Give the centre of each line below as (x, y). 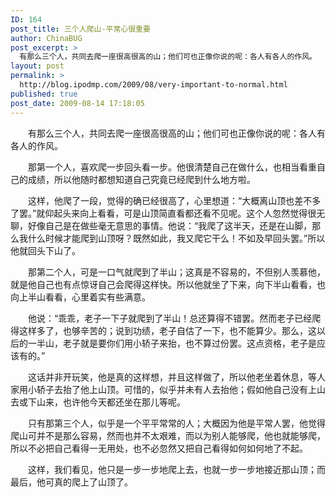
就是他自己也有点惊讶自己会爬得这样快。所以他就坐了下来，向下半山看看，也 (168, 284)
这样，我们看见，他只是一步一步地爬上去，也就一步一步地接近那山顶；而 (176, 469)
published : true (44, 94)
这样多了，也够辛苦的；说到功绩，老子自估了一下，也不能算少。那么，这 (167, 330)
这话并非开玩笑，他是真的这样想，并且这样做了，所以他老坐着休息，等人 (176, 377)
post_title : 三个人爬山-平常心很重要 (80, 29)
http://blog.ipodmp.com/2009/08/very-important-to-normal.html (153, 85)
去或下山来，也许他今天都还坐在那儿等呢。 (98, 402)
